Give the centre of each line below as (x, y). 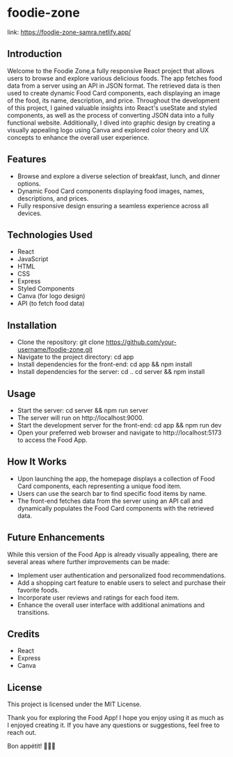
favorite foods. (38, 590)
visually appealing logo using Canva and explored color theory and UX (108, 130)
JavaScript (33, 259)
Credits (24, 634)
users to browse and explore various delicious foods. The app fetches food (115, 78)
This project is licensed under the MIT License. (74, 704)
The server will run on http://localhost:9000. (80, 418)
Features (27, 159)
